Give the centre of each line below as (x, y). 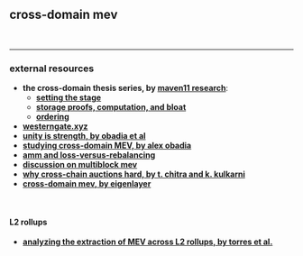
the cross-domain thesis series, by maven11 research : (125, 88)
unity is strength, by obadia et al (84, 136)
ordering (52, 117)
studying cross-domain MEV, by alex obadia (107, 146)
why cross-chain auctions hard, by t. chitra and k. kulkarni (133, 174)
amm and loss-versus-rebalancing (89, 155)
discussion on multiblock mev (80, 165)
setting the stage (69, 97)
